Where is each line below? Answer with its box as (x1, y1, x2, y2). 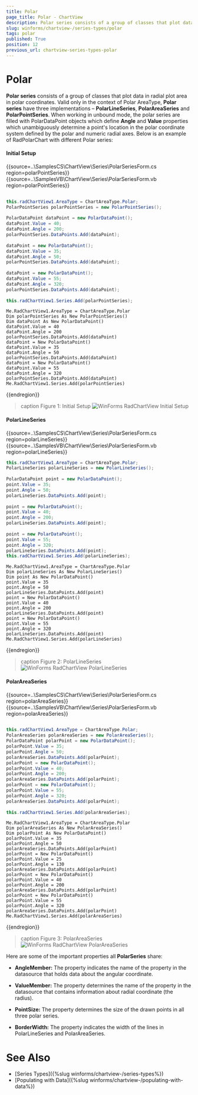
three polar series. (14, 1012, 60, 1019)
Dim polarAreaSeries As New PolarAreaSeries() (6, 825, 123, 831)
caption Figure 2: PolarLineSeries (20, 658, 102, 666)
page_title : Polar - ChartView (6, 14, 83, 20)
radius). (14, 994, 34, 1002)
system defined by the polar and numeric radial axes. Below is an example (6, 130, 187, 137)
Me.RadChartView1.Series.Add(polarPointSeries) (6, 381, 126, 387)
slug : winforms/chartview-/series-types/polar (6, 25, 123, 31)
